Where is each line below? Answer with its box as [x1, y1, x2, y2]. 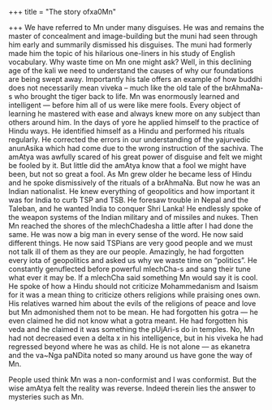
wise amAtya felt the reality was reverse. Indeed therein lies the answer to [8, 383, 256, 393]
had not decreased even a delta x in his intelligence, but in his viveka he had [8, 333, 264, 343]
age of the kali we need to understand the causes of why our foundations [8, 66, 254, 76]
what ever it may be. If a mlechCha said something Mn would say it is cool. [8, 273, 258, 283]
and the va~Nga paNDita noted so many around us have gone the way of [8, 351, 253, 360]
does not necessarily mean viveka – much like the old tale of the [8, 83, 223, 93]
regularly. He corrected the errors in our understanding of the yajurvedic [8, 135, 251, 145]
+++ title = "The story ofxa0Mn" [8, 7, 116, 16]
